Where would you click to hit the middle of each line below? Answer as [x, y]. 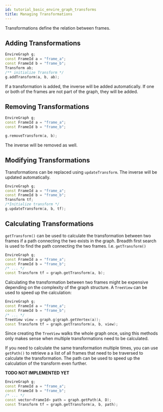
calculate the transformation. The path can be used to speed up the [73, 358]
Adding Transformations [43, 43]
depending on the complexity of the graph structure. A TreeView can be [76, 287]
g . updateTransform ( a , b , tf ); [36, 209]
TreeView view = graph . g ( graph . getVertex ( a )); [53, 320]
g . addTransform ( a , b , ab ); [32, 77]
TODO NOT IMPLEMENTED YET [37, 373]
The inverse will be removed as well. [41, 145]
